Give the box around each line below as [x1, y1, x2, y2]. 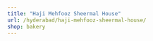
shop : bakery [7, 23, 46, 30]
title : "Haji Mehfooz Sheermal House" [7, 10, 121, 17]
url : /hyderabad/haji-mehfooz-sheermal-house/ [7, 17, 147, 24]
